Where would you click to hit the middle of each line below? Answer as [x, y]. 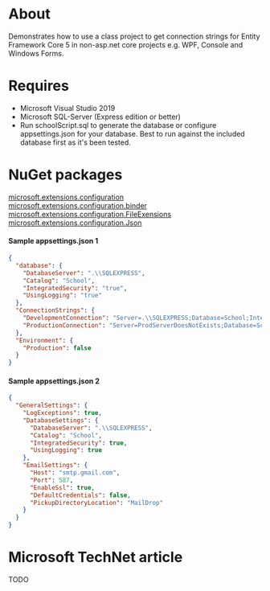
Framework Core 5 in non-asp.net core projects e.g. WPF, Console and [126, 44]
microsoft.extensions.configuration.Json [75, 223]
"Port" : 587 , [51, 480]
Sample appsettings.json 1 [53, 241]
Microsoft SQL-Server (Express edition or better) [100, 117]
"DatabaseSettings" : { [61, 420]
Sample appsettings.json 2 [54, 381]
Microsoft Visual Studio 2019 [67, 108]
